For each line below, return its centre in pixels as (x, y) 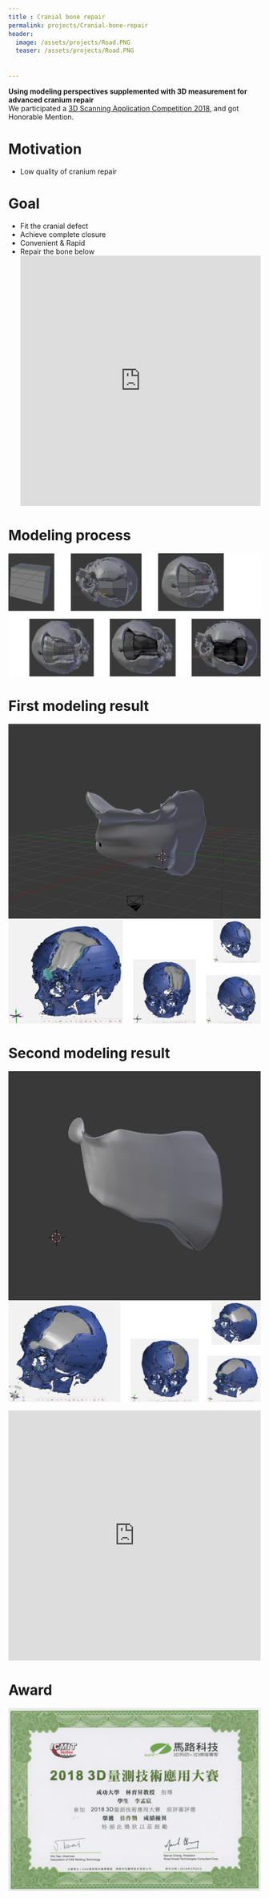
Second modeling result (89, 1053)
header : (21, 34)
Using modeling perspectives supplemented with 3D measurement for (128, 91)
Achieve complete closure (63, 234)
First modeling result (79, 706)
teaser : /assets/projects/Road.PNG (75, 51)
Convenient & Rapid (52, 243)
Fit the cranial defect (54, 226)
